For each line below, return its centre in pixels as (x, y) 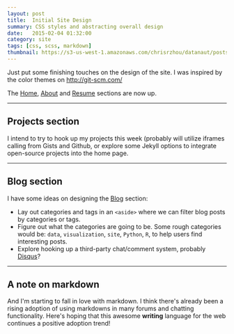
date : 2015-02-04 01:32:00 (49, 33)
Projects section (44, 121)
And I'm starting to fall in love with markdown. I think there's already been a (116, 301)
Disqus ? (29, 256)
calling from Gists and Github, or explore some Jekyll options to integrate (112, 145)
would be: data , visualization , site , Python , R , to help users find (110, 234)
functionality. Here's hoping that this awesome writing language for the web (117, 316)
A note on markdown (53, 284)
